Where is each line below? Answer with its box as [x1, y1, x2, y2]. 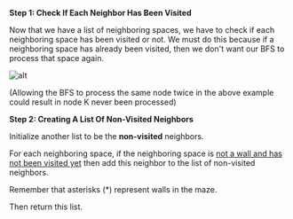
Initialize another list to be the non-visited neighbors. [9, 131, 204, 141]
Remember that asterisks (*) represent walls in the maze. [9, 184, 218, 194]
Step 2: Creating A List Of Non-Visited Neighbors [9, 114, 194, 124]
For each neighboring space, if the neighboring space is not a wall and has [9, 148, 282, 159]
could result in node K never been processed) [9, 97, 177, 107]
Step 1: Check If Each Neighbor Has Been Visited [9, 8, 193, 18]
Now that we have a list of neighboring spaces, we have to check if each [9, 25, 275, 35]
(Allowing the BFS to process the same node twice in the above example [9, 88, 274, 98]
